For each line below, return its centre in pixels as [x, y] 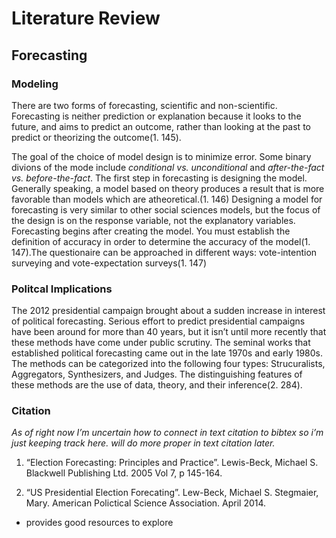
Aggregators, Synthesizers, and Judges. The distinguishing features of [157, 374]
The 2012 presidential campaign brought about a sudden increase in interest [168, 311]
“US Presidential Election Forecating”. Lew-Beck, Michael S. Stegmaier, [172, 493]
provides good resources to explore [99, 523]
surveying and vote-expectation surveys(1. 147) [109, 263]
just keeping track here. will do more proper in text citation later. [143, 443]
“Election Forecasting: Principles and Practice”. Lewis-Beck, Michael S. [172, 463]
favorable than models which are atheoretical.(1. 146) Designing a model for [167, 199]
